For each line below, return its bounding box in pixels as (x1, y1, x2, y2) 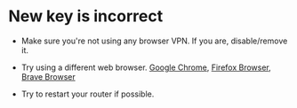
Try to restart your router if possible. (20, 89, 155, 99)
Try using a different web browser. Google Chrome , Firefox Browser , (20, 62, 272, 73)
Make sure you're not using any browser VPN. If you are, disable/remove (20, 35, 288, 46)
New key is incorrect (8, 6, 164, 27)
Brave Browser (20, 71, 76, 81)
